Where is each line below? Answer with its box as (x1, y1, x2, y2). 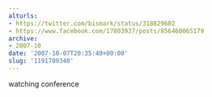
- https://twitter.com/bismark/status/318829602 (8, 19, 176, 27)
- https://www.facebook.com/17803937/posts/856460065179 (8, 27, 205, 35)
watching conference (8, 78, 79, 89)
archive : (8, 34, 38, 43)
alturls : (8, 11, 38, 20)
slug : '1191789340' (8, 57, 74, 65)
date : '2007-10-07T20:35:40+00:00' (8, 49, 129, 57)
